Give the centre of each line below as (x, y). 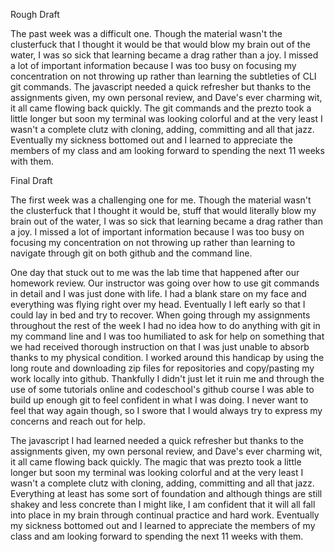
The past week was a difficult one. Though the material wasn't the (146, 33)
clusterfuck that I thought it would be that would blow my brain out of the (160, 44)
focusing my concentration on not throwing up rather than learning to (153, 242)
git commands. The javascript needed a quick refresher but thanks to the (161, 87)
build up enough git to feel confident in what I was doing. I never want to (159, 400)
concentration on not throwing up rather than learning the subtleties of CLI (163, 76)
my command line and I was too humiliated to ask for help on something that (167, 336)
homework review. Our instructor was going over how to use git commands (165, 283)
